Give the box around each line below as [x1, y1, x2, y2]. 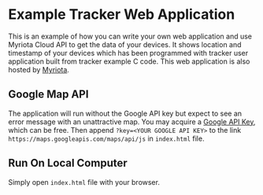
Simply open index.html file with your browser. [8, 177, 160, 186]
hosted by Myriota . [8, 64, 69, 74]
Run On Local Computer [8, 156, 128, 170]
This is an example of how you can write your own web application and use [8, 31, 253, 41]
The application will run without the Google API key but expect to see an [8, 109, 243, 118]
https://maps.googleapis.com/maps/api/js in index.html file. [8, 134, 205, 143]
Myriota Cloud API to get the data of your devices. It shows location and [8, 39, 242, 49]
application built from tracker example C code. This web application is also [8, 57, 250, 66]
